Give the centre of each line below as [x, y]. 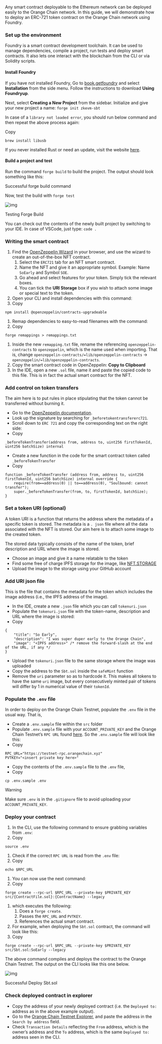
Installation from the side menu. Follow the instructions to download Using [80, 88]
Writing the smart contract [37, 241]
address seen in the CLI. [36, 1037]
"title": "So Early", [35, 635]
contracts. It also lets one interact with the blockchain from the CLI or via [77, 56]
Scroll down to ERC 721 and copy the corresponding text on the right [80, 423]
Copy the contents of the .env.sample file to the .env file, [68, 767]
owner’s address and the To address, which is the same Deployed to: [81, 1032]
